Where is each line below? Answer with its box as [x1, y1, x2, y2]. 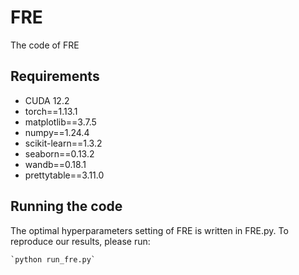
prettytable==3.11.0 [24, 169, 105, 181]
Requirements [10, 68, 100, 85]
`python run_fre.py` [10, 254, 97, 265]
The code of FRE [10, 39, 80, 51]
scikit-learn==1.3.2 [24, 137, 103, 149]
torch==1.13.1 [24, 105, 78, 117]
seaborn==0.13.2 [24, 147, 95, 160]
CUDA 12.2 [24, 94, 70, 106]
